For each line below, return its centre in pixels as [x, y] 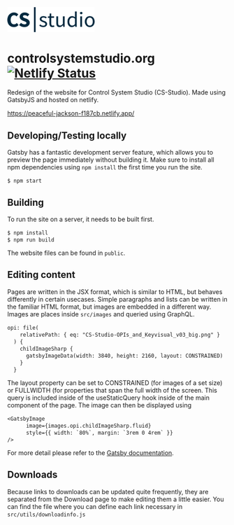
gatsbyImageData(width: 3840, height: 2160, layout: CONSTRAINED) [124, 356]
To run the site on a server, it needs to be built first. [81, 219]
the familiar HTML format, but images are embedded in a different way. [109, 307]
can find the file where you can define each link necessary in [95, 506]
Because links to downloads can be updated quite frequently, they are [108, 491]
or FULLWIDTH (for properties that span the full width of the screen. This [112, 390]
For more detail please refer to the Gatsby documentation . [91, 453]
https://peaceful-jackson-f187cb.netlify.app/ [71, 113]
